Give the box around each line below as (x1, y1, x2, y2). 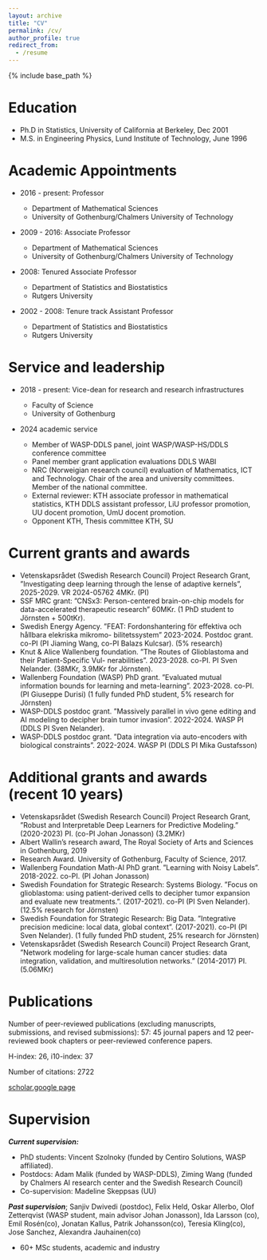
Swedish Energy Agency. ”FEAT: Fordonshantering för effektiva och (19, 621, 241, 631)
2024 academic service (19, 424, 98, 434)
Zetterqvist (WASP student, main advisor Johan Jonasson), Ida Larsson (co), (8, 1210, 260, 1219)
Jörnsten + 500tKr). (19, 613, 85, 622)
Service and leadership (8, 359, 165, 376)
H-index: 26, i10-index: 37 (8, 1051, 93, 1061)
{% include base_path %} (8, 71, 92, 80)
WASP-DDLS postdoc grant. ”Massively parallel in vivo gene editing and (19, 706, 257, 716)
